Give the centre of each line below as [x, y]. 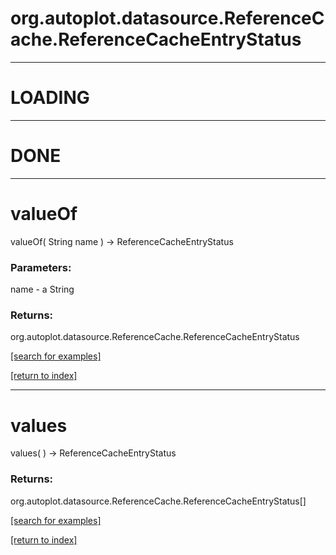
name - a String [42, 289]
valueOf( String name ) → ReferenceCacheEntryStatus [122, 241]
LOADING [50, 98]
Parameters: [41, 267]
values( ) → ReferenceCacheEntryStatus [93, 453]
